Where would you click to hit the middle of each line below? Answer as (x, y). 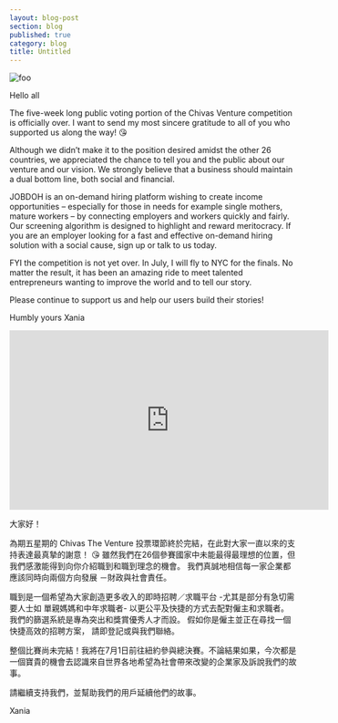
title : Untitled (40, 52)
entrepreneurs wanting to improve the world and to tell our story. (131, 283)
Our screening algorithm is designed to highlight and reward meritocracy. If (150, 226)
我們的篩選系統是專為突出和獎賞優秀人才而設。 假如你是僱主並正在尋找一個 (150, 620)
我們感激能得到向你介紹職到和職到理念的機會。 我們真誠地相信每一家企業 (146, 566)
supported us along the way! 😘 (68, 132)
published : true (40, 35)
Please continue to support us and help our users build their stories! (137, 300)
